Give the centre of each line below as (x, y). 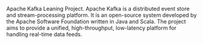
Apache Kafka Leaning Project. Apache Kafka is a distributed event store (98, 9)
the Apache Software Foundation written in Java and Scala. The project (96, 21)
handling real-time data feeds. (44, 34)
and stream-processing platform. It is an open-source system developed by (102, 15)
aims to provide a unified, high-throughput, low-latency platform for (91, 28)
